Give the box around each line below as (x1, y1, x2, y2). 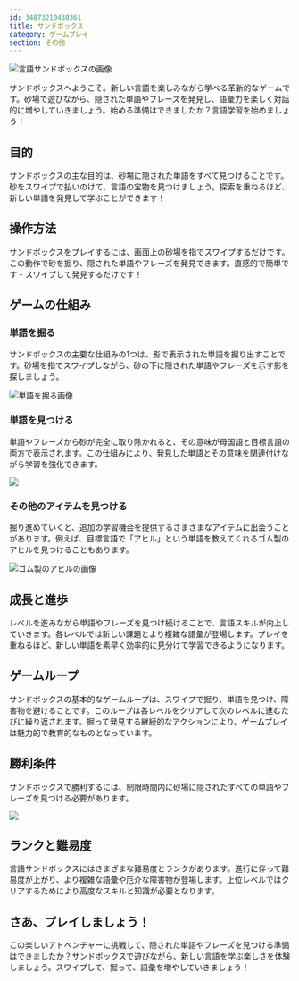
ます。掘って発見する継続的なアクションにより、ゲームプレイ (63, 716, 288, 726)
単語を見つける (9, 415, 74, 427)
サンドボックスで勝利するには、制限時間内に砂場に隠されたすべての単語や (9, 781, 283, 792)
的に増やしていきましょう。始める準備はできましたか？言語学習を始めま (9, 105, 275, 116)
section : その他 (9, 38, 66, 47)
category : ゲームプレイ (9, 29, 89, 38)
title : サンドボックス (9, 21, 85, 30)
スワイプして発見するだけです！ (25, 269, 143, 280)
